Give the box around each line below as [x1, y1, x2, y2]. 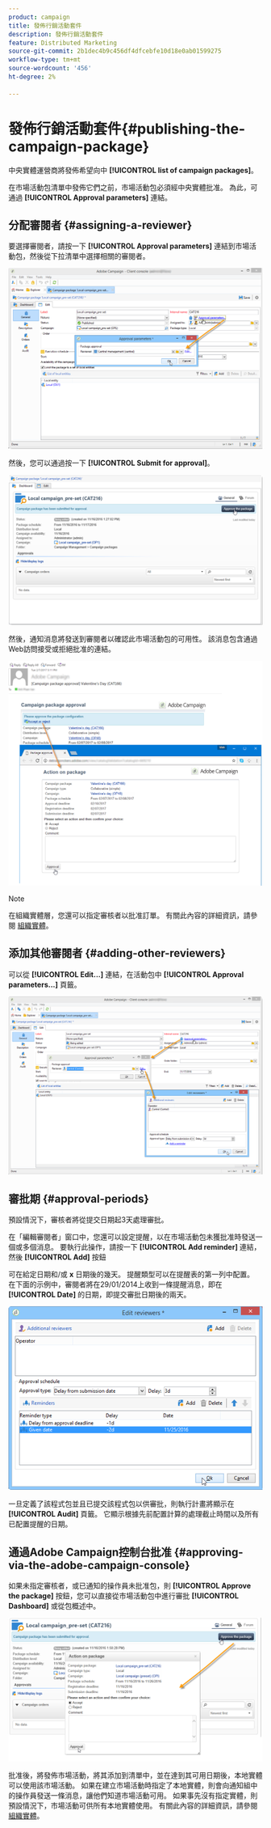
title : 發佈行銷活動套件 [8, 21, 82, 30]
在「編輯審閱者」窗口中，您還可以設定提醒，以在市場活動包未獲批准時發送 [8, 1232, 256, 1242]
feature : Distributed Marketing [8, 39, 117, 47]
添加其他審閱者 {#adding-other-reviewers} [8, 946, 226, 960]
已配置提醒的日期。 [8, 1519, 73, 1529]
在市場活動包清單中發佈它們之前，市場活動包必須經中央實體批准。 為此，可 [8, 182, 258, 192]
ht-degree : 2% [8, 73, 56, 81]
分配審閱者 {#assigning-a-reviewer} [8, 218, 193, 232]
